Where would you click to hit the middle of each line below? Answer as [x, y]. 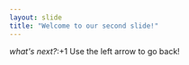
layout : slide [36, 17]
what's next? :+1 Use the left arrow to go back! [94, 51]
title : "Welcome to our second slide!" [84, 26]
